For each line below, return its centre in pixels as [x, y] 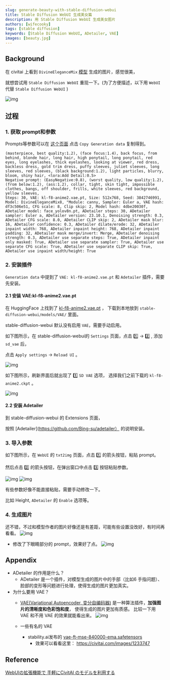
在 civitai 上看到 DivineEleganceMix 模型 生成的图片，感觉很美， [71, 72]
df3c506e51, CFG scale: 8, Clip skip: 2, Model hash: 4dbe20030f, [77, 207]
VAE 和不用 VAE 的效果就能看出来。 [57, 616]
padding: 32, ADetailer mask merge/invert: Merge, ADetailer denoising [82, 233]
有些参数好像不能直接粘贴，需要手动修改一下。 [54, 490]
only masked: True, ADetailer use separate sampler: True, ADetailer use [85, 242]
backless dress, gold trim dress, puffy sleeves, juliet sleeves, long [82, 167]
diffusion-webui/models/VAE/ [36, 315]
